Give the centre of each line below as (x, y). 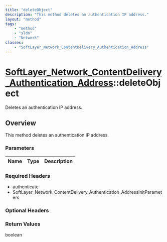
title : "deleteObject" (29, 10)
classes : (14, 43)
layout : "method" (23, 19)
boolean (14, 235)
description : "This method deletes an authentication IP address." (77, 15)
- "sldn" (23, 33)
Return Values (23, 224)
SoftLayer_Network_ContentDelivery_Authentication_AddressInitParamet (87, 192)
